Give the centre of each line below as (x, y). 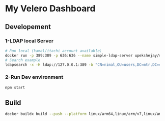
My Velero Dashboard (50, 9)
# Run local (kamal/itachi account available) (54, 51)
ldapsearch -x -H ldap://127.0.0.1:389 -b (49, 64)
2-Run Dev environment (34, 77)
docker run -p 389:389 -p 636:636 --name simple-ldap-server (69, 55)
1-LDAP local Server (29, 41)
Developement (28, 27)
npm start (15, 87)
